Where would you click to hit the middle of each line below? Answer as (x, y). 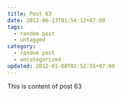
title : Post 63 (30, 14)
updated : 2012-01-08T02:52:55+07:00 (61, 66)
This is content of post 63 (45, 86)
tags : (15, 27)
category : (22, 46)
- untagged (30, 40)
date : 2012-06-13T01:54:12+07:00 (56, 20)
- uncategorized (37, 60)
